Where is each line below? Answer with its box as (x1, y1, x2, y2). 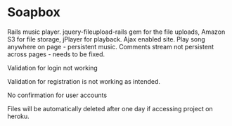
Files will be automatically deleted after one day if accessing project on (7, 104, 213, 113)
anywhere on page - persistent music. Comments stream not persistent (7, 42, 214, 51)
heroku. (7, 112, 30, 120)
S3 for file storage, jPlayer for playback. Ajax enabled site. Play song (7, 34, 205, 43)
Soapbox (7, 4, 61, 20)
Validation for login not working (7, 63, 98, 72)
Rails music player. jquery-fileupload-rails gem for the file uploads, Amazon (7, 27, 226, 36)
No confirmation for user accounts (7, 91, 108, 99)
